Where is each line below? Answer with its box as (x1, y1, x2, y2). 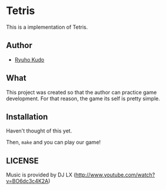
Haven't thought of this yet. (6, 127, 72, 134)
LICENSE (6, 155, 39, 165)
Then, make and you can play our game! (6, 139, 101, 146)
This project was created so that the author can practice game (6, 89, 157, 96)
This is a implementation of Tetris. (6, 23, 88, 30)
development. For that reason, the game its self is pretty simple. (6, 95, 160, 102)
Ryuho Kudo (14, 56, 45, 63)
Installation (6, 111, 48, 121)
